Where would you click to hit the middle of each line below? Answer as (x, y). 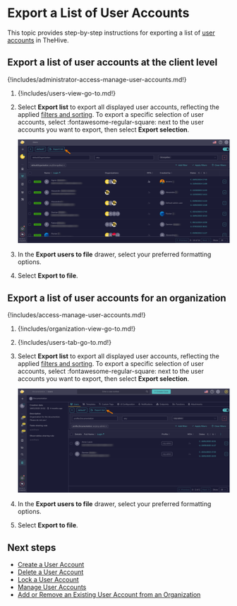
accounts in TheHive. (38, 40)
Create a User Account (51, 565)
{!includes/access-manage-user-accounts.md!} (77, 315)
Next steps (32, 548)
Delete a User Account (50, 572)
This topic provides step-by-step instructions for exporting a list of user (111, 33)
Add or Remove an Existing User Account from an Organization (109, 595)
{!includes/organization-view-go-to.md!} (77, 329)
